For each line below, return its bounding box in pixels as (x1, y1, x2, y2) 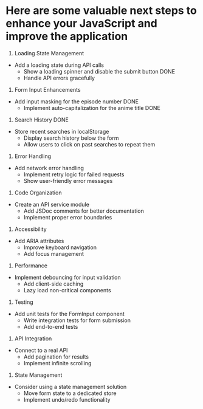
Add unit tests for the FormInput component (14, 310, 125, 317)
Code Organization (14, 189, 62, 196)
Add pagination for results (23, 353, 89, 360)
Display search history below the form (23, 134, 119, 142)
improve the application (5, 30, 128, 43)
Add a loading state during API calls (14, 61, 105, 69)
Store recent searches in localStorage (14, 128, 109, 135)
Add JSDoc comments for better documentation (23, 207, 144, 215)
